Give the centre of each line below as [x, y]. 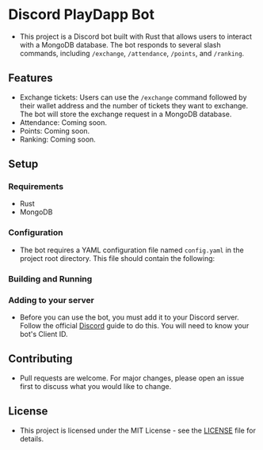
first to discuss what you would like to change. [95, 386]
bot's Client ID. [44, 334]
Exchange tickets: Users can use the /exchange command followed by [133, 97]
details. [32, 439]
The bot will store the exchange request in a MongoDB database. [126, 114]
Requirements [36, 187]
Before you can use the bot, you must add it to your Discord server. [129, 317]
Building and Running [50, 278]
